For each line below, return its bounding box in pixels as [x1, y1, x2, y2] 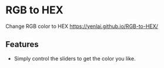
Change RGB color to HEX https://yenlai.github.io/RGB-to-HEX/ [5, 23, 158, 30]
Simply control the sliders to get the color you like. [14, 55, 136, 62]
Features [5, 40, 39, 49]
